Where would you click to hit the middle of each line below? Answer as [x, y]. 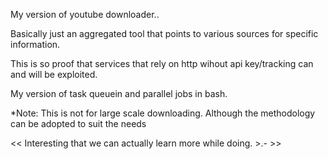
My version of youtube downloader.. [85, 14]
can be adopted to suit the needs [78, 123]
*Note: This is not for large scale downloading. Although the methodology [163, 113]
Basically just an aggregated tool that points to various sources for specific [164, 33]
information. [35, 44]
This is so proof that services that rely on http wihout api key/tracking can [162, 63]
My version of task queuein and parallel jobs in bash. [119, 93]
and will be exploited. [54, 74]
